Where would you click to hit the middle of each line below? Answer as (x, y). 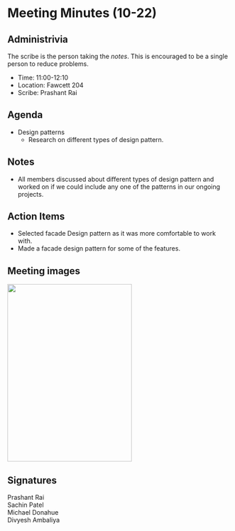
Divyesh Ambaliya (34, 520)
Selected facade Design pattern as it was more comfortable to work (117, 234)
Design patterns (41, 132)
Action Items (36, 217)
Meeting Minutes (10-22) (82, 13)
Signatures (32, 480)
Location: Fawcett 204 (50, 85)
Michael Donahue (33, 513)
